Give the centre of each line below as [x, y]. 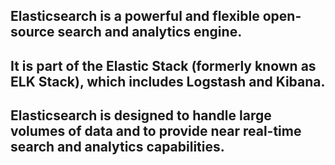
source [32, 32]
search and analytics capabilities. [117, 147]
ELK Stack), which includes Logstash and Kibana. [168, 81]
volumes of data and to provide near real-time [156, 131]
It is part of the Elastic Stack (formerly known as [163, 65]
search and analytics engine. [150, 32]
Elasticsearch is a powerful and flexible [135, 16]
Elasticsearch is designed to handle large [141, 115]
